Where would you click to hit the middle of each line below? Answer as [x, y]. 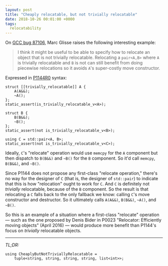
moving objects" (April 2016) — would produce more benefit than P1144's [81, 226]
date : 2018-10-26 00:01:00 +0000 [40, 19]
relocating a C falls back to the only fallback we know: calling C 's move [77, 195]
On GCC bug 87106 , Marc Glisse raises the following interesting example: [80, 42]
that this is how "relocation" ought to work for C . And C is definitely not [77, 184]
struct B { [16, 113]
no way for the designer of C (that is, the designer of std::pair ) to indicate [82, 179]
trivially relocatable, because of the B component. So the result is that [77, 189]
